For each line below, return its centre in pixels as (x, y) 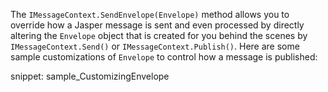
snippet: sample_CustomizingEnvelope (90, 76)
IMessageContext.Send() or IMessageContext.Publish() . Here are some (155, 46)
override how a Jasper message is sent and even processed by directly (157, 25)
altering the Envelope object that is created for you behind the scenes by (159, 35)
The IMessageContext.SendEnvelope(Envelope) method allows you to (150, 14)
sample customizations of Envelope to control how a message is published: (164, 57)
